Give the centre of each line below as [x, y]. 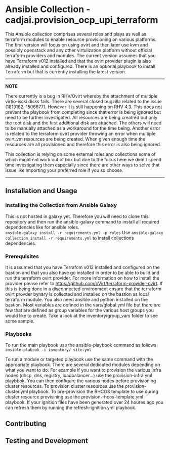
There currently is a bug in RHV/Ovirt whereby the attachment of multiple [81, 96]
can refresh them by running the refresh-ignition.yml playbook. [71, 408]
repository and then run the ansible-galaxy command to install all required [82, 221]
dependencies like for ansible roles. [42, 227]
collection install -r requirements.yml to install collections [70, 238]
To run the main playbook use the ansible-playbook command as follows [81, 345]
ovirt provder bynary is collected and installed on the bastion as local [77, 294]
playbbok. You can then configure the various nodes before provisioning [81, 381]
